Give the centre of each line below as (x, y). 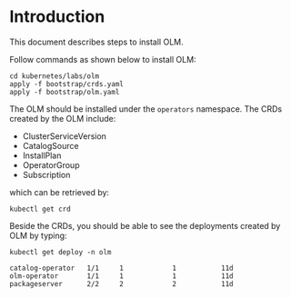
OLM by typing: (38, 235)
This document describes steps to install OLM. (96, 42)
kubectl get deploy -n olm (60, 252)
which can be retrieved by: (60, 192)
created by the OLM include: (63, 118)
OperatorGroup (51, 164)
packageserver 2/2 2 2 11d (121, 283)
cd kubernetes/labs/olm (55, 76)
